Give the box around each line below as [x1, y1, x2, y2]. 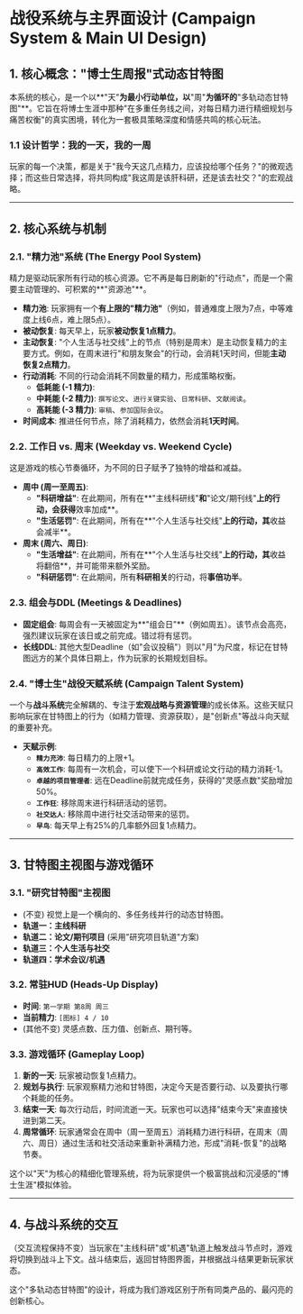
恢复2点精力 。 [22, 359, 76, 370]
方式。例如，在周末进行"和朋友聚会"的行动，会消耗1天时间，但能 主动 [30, 348, 287, 359]
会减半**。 [35, 526, 77, 537]
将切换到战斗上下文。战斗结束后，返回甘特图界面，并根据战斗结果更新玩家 [9, 1254, 286, 1264]
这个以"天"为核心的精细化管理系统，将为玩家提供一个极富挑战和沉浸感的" [9, 1168, 281, 1179]
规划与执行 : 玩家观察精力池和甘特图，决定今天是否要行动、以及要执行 [22, 1081, 280, 1092]
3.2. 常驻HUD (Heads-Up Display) [9, 979, 159, 991]
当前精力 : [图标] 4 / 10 [22, 1011, 109, 1023]
